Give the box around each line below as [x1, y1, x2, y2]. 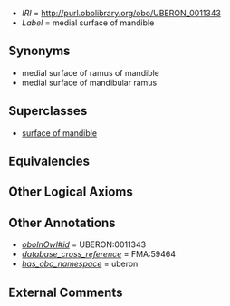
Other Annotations [8, 215, 116, 230]
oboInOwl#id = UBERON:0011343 [21, 239, 147, 250]
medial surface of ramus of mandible [21, 67, 159, 78]
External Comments [8, 284, 123, 300]
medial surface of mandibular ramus [21, 77, 158, 88]
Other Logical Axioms [8, 185, 133, 200]
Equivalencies [8, 154, 90, 169]
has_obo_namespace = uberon [21, 258, 139, 270]
